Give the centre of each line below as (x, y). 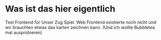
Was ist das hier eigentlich (60, 9)
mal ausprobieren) (24, 32)
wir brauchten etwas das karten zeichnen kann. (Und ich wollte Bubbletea (80, 27)
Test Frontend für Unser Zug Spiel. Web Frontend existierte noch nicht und (81, 22)
